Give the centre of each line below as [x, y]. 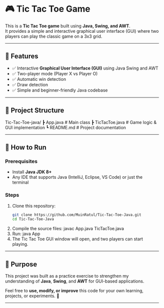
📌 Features [22, 56]
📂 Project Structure [35, 110]
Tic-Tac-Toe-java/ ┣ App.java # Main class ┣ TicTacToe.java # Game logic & [81, 122]
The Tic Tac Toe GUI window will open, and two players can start [77, 239]
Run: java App [26, 234]
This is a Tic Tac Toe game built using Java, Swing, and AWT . [68, 26]
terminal [20, 182]
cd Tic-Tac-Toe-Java [33, 219]
